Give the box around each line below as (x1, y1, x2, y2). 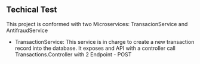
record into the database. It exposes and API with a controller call (14, 44, 176, 52)
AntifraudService (6, 27, 48, 34)
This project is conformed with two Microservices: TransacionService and (6, 20, 188, 27)
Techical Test (6, 5, 57, 15)
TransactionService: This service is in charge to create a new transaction (14, 38, 195, 45)
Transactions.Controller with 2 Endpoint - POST (14, 50, 132, 58)
